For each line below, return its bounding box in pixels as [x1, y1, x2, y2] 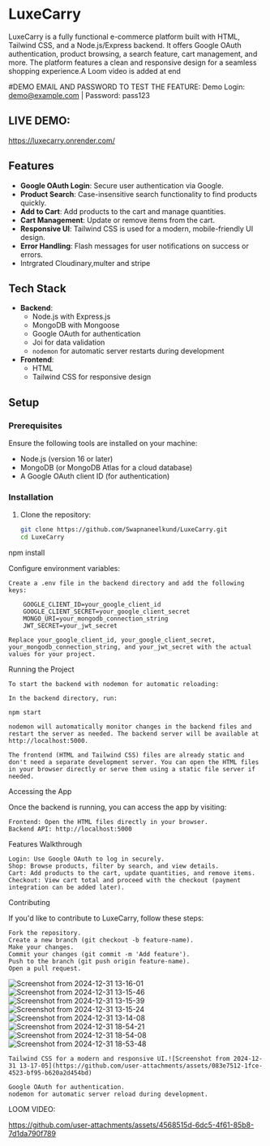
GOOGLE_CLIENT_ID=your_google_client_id [23, 601, 161, 609]
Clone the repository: [19, 510, 92, 520]
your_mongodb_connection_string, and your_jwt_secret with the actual [8, 643, 252, 651]
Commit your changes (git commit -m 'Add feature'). [8, 951, 191, 959]
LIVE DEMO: [8, 114, 71, 128]
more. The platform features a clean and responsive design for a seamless [8, 58, 257, 67]
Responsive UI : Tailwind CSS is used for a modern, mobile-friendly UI [19, 224, 254, 234]
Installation [8, 491, 54, 503]
